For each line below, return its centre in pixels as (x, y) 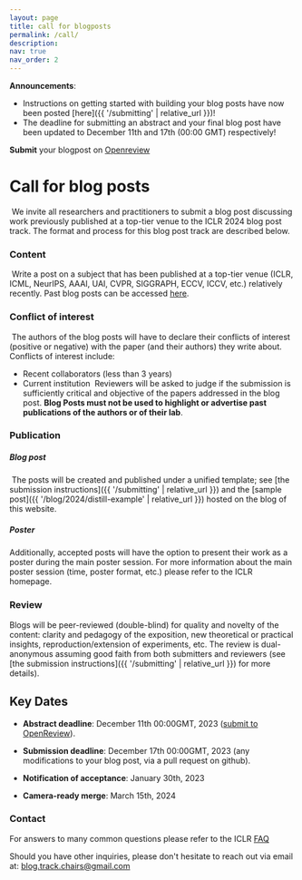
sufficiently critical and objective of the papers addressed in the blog (151, 393)
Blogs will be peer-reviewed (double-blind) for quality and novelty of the (144, 625)
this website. (33, 509)
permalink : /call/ (44, 34)
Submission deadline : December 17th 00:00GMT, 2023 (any (136, 750)
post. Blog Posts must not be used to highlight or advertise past (145, 402)
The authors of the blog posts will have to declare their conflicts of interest (151, 337)
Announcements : (43, 86)
